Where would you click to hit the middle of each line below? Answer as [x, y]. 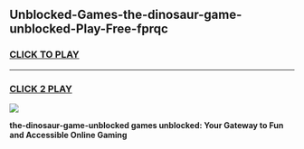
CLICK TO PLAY [44, 55]
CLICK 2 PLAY [41, 88]
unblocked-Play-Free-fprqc [89, 29]
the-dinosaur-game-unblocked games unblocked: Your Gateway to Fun [147, 125]
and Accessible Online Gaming [68, 135]
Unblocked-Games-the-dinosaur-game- [126, 15]
